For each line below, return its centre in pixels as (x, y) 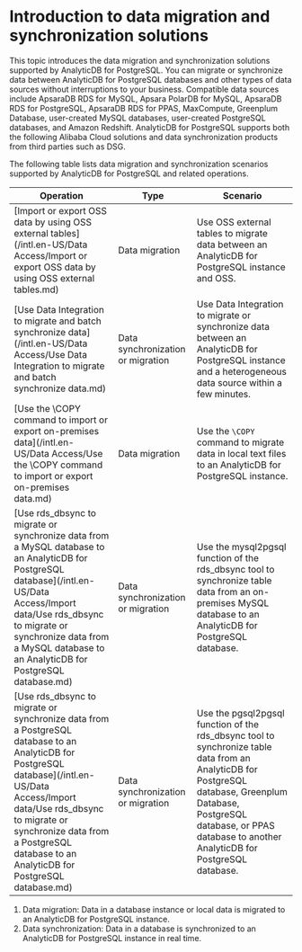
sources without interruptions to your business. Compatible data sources (144, 89)
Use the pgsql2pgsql (240, 713)
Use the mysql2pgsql (241, 547)
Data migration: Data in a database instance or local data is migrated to (154, 909)
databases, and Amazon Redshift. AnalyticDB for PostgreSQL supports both (150, 127)
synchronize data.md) (60, 388)
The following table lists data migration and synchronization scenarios (139, 164)
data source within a (240, 382)
